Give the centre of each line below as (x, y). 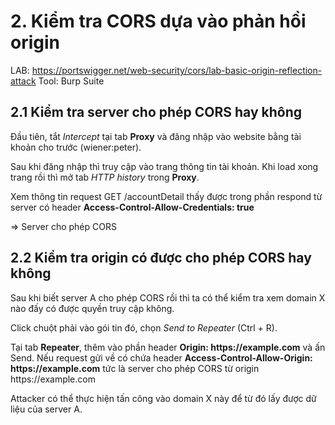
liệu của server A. (46, 409)
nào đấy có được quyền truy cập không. (92, 308)
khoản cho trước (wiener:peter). (76, 147)
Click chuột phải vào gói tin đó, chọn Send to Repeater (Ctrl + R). (144, 327)
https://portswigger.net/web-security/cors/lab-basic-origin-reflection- (177, 70)
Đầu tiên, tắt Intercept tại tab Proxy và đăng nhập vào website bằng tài (156, 136)
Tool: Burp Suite (71, 81)
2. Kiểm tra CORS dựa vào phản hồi (158, 21)
